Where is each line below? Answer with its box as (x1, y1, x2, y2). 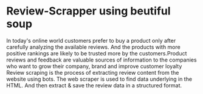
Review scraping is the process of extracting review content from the (6, 69, 179, 76)
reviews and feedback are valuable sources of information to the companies (6, 56, 197, 63)
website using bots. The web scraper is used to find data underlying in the (6, 75, 193, 83)
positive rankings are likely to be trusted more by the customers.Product (6, 49, 187, 57)
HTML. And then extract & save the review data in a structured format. (6, 81, 182, 89)
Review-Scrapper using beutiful (6, 4, 171, 18)
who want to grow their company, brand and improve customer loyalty (6, 62, 182, 70)
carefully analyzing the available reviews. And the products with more (6, 43, 181, 51)
